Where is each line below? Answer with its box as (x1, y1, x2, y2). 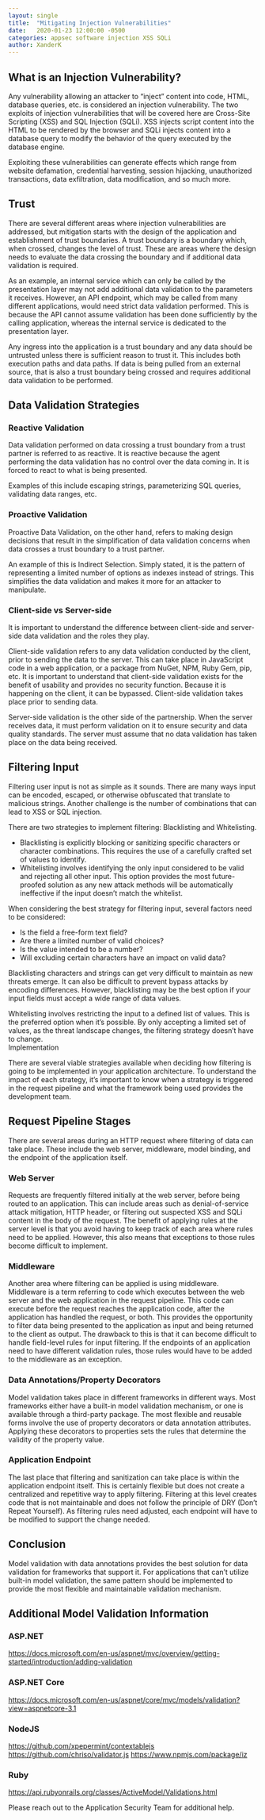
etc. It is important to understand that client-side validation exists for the (8, 672, 244, 682)
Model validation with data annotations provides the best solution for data (8, 1558, 248, 1568)
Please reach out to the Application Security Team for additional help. (8, 1803, 235, 1813)
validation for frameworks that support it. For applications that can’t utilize (8, 1567, 249, 1576)
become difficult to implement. (8, 1241, 108, 1250)
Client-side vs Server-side (8, 605, 112, 616)
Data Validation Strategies (8, 398, 140, 413)
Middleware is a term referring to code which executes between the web (8, 1287, 245, 1297)
